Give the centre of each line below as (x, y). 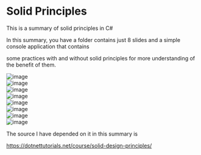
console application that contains (48, 46)
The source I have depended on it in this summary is (72, 134)
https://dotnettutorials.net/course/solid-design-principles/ (79, 145)
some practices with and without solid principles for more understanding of (101, 58)
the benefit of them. (31, 65)
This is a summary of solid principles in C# (60, 28)
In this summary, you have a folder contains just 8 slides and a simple (93, 40)
